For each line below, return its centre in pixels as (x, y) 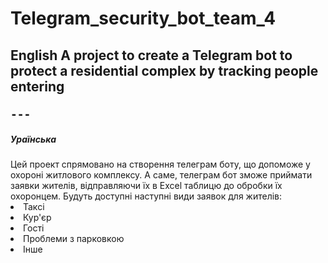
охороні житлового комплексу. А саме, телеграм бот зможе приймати (161, 174)
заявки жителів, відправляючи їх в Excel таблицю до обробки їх (146, 185)
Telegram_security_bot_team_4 (143, 18)
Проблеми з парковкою (74, 238)
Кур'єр (37, 217)
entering (37, 86)
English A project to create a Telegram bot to (151, 55)
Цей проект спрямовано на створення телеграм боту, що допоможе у (160, 164)
